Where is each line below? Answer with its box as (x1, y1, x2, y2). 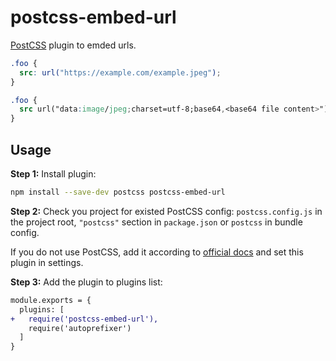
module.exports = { (10, 295, 92, 305)
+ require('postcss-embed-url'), (10, 314, 159, 324)
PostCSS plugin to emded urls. (10, 39, 137, 51)
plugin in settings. (10, 256, 84, 268)
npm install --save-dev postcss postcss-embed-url (10, 187, 226, 197)
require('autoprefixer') (28, 323, 132, 333)
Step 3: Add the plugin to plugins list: (10, 276, 163, 288)
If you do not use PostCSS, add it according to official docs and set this (10, 246, 304, 258)
